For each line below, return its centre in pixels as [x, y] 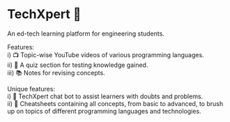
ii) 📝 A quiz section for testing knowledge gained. [78, 65]
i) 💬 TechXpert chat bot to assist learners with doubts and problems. [105, 96]
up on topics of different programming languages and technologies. [104, 111]
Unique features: [31, 89]
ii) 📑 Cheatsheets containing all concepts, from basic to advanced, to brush [115, 103]
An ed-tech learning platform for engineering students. [86, 33]
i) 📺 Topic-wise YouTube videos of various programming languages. [106, 54]
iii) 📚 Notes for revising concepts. [56, 73]
